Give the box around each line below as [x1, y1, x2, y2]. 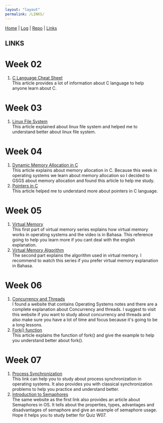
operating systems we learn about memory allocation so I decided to [12, 172, 150, 178]
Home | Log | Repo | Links [5, 25, 57, 31]
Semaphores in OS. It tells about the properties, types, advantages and [12, 402, 155, 407]
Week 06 [5, 280, 42, 291]
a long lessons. [12, 322, 43, 327]
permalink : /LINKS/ [5, 12, 45, 17]
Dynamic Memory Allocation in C [12, 162, 78, 168]
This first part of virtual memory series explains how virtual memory [12, 226, 148, 232]
